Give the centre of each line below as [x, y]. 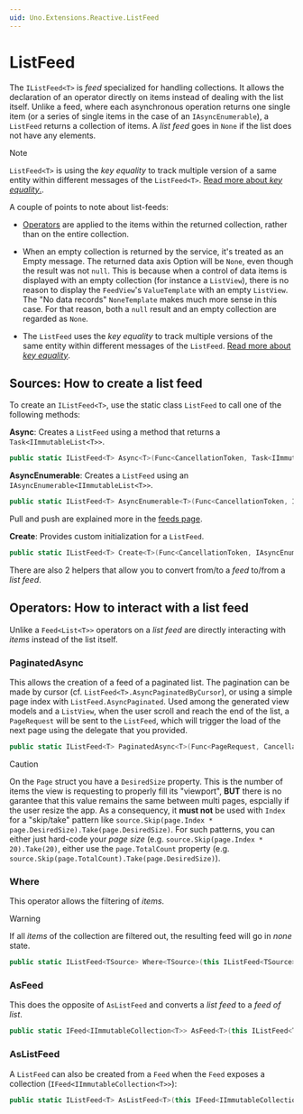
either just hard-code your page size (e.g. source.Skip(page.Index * [136, 839]
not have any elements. [53, 135]
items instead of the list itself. [64, 639]
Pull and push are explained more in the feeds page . [106, 519]
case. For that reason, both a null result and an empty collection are [149, 308]
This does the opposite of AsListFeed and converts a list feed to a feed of [145, 1005]
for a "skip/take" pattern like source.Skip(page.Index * [111, 819]
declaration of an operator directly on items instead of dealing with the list [147, 97]
